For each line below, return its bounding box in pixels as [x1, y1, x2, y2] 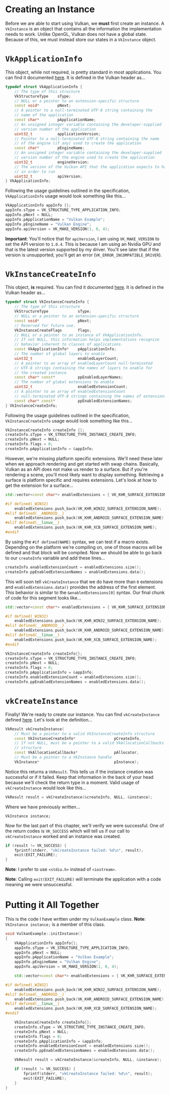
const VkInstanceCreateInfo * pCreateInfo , [14, 736, 142, 741]
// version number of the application [14, 127, 96, 132]
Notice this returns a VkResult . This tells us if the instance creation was [5, 769, 153, 775]
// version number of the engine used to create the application [14, 155, 155, 160]
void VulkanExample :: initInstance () [5, 931, 82, 936]
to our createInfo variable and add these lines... [5, 555, 105, 561]
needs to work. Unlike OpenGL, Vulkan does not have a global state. [5, 31, 147, 37]
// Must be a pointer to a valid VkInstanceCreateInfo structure [14, 731, 155, 736]
